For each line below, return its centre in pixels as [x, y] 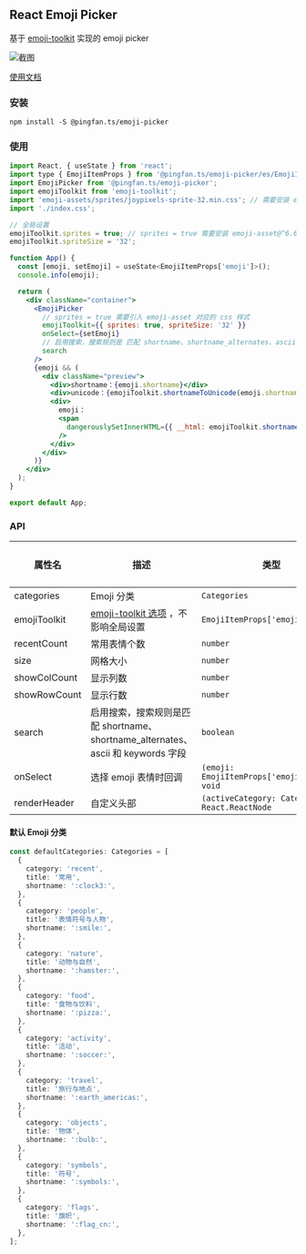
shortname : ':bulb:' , [66, 1140]
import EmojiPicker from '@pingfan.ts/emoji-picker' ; [114, 183]
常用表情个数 [118, 644]
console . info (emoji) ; [59, 275]
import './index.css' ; [52, 209]
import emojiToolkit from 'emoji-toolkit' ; [93, 192]
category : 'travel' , [65, 1080]
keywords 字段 [155, 753]
